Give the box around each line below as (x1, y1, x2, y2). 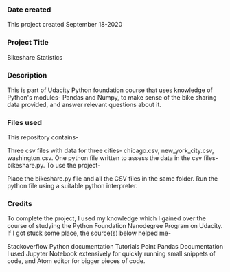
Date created (7, 5, 51, 14)
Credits (7, 199, 32, 209)
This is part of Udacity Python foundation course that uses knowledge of (7, 86, 213, 94)
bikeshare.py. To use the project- (7, 161, 101, 170)
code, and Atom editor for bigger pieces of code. (7, 257, 146, 265)
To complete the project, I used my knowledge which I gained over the (7, 214, 206, 223)
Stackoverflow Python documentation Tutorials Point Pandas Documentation (7, 242, 224, 251)
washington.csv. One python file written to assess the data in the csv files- (7, 154, 218, 162)
